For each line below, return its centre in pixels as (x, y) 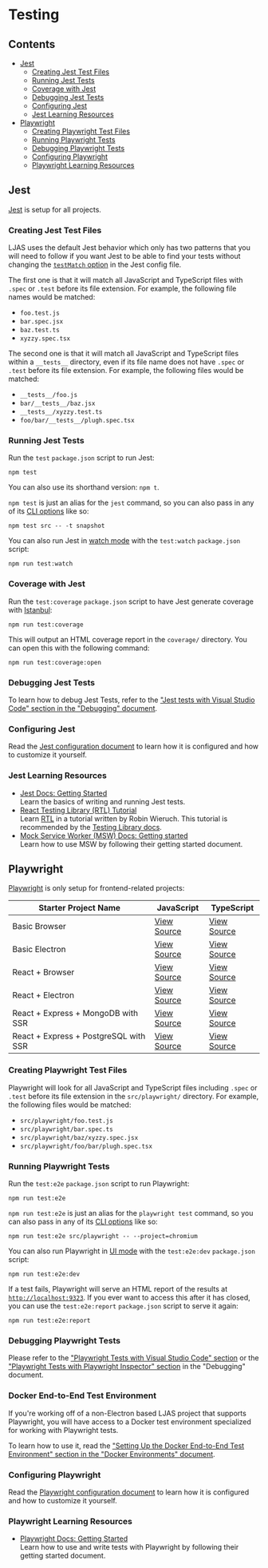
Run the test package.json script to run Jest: (81, 458)
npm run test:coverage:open (55, 662)
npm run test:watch (41, 564)
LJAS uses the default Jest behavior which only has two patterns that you (130, 248)
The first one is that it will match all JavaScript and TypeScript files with (126, 280)
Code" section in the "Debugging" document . (83, 708)
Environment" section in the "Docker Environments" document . (112, 1454)
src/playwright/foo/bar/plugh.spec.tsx (86, 1146)
